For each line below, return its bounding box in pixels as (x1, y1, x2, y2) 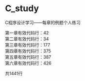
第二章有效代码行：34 (5, 36, 49, 42)
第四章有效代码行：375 (5, 48, 51, 54)
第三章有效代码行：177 (5, 42, 50, 48)
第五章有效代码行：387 (5, 54, 51, 60)
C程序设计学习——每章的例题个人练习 (5, 19, 81, 25)
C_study (5, 3, 39, 14)
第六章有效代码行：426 (5, 60, 52, 66)
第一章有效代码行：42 (5, 30, 49, 35)
